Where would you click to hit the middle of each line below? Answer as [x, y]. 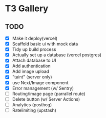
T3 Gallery [27, 9]
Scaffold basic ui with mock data [45, 44]
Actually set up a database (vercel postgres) [57, 55]
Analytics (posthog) [32, 105]
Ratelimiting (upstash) [34, 110]
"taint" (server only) [32, 77]
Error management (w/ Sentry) [43, 88]
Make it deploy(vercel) [35, 38]
